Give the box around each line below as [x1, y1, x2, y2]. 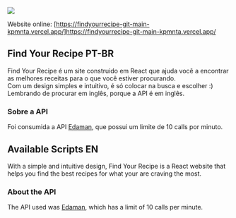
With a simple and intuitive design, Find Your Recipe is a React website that [7, 162, 226, 170]
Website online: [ [7, 20, 57, 28]
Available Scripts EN [7, 143, 99, 155]
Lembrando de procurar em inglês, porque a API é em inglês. [7, 89, 185, 97]
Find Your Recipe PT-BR [7, 48, 114, 60]
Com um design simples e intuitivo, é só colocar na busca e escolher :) [7, 81, 213, 90]
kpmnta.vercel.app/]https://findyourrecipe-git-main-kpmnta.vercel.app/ [7, 28, 217, 35]
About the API [7, 187, 57, 197]
